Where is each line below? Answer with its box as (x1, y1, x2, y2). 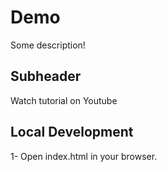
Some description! (10, 39, 86, 51)
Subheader (10, 68, 82, 85)
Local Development (10, 124, 134, 141)
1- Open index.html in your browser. (10, 150, 158, 162)
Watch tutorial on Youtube (10, 94, 118, 106)
